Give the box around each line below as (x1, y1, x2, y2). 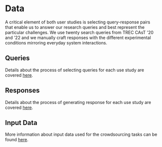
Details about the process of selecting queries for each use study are (5, 67, 144, 73)
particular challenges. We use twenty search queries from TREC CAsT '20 (5, 29, 154, 35)
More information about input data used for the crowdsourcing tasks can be (5, 131, 158, 137)
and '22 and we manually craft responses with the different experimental (5, 35, 151, 41)
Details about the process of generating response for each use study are (5, 99, 151, 105)
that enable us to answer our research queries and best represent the (5, 24, 145, 30)
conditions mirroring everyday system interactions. (5, 40, 107, 45)
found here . (5, 137, 28, 143)
